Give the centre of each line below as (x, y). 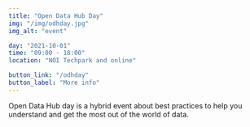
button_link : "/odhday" (49, 75)
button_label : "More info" (54, 83)
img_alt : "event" (38, 31)
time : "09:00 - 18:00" (47, 53)
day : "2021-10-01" (39, 45)
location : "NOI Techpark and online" (72, 61)
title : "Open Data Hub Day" (56, 16)
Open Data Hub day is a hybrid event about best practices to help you (125, 105)
